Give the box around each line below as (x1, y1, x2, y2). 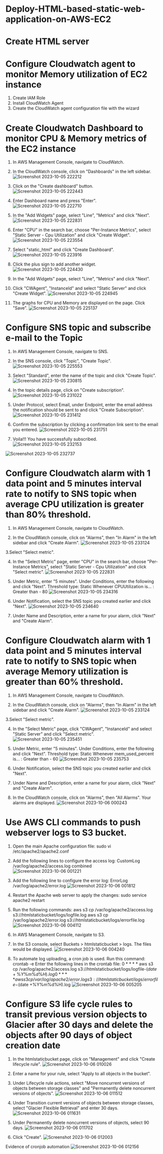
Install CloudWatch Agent (12, 100, 64, 106)
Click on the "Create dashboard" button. (12, 183, 94, 189)
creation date (5, 1040, 61, 1051)
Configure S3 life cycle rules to (5, 999, 133, 1010)
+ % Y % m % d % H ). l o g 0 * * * (12, 972, 68, 977)
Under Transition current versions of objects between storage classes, (12, 1100, 154, 1105)
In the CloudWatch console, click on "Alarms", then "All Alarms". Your (12, 794, 151, 801)
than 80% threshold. (5, 509, 91, 520)
